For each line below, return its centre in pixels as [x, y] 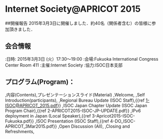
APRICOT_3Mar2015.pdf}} [31, 126]
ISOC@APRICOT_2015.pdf [31, 105]
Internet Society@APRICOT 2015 [73, 9]
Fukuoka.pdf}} [20, 121]
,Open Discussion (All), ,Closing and [94, 126]
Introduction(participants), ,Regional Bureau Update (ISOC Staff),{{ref [75, 100]
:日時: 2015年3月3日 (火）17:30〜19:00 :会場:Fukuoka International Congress [82, 59]
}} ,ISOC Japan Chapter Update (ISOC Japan [102, 105]
